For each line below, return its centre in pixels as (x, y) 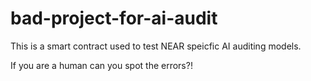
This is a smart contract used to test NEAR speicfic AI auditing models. (156, 46)
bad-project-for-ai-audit (114, 18)
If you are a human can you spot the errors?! (101, 65)
